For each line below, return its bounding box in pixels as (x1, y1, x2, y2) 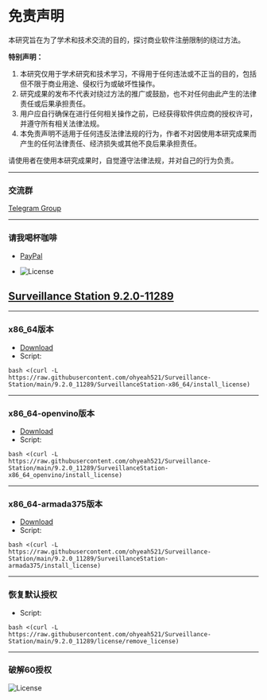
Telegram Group (8, 204, 62, 213)
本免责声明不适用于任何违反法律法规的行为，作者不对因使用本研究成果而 (19, 128, 257, 138)
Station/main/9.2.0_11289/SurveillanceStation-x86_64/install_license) (8, 380, 250, 389)
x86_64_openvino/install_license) (8, 471, 123, 479)
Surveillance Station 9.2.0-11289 (8, 289, 174, 303)
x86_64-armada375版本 (8, 499, 103, 510)
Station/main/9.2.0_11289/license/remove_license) (8, 637, 180, 645)
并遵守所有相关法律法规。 (19, 119, 104, 128)
